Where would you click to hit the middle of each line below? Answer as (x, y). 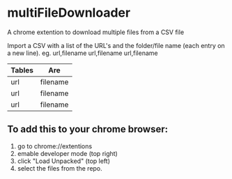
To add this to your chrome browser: (88, 129)
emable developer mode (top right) (68, 153)
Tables (22, 70)
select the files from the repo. (60, 168)
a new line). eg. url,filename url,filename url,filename (83, 53)
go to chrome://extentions (55, 146)
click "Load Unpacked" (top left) (63, 161)
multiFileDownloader (69, 13)
